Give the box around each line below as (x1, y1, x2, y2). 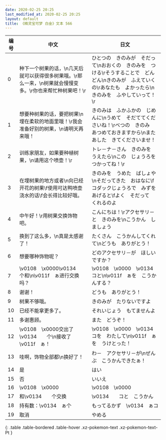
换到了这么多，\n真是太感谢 (19, 233, 84, 240)
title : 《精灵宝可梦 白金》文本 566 (5, 21, 73, 26)
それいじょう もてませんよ (91, 307, 156, 314)
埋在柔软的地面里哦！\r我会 (19, 118, 83, 125)
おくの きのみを (106, 62, 146, 69)
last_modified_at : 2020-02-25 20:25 (5, 12, 81, 17)
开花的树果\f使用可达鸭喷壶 (19, 184, 83, 191)
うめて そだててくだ (106, 114, 156, 121)
